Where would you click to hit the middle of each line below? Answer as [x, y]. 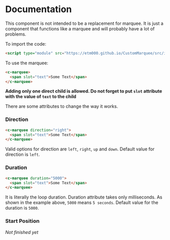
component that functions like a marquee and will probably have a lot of [80, 28]
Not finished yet [22, 232]
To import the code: [26, 44]
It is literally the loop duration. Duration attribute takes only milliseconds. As [84, 197]
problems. [16, 34]
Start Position [22, 221]
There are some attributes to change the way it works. [62, 106]
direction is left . [23, 154]
